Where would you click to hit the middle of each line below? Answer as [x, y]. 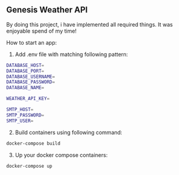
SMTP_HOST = [20, 110]
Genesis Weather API [47, 10]
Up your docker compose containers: [61, 155]
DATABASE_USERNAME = [31, 77]
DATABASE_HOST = [25, 65]
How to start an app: [32, 42]
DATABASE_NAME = [25, 88]
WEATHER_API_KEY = [28, 99]
